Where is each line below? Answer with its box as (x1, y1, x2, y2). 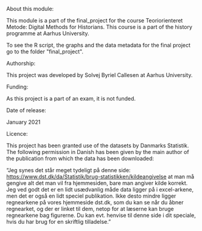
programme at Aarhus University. (6, 30, 89, 37)
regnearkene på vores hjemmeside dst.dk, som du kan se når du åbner (6, 199, 184, 206)
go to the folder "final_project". (6, 48, 84, 55)
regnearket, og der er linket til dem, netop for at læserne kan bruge (6, 206, 175, 212)
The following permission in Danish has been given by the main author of (6, 149, 190, 155)
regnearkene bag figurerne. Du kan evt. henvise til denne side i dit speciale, (6, 212, 196, 219)
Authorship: (6, 60, 36, 67)
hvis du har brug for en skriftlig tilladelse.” (6, 218, 111, 225)
